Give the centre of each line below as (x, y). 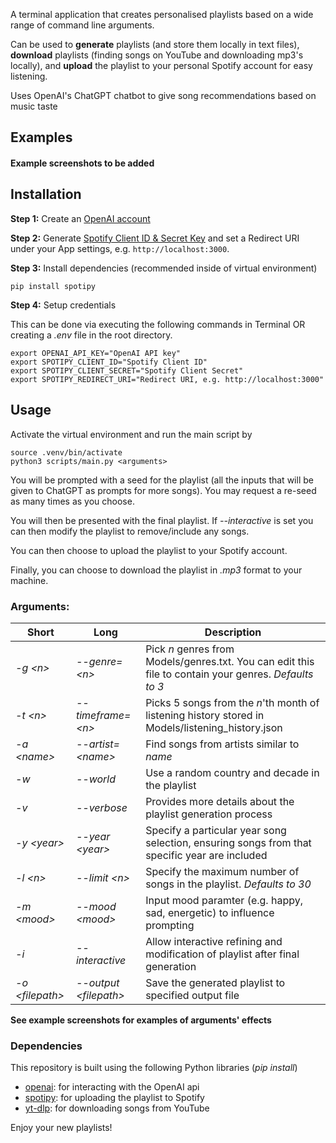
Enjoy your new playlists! (61, 1128)
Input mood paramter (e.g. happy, (224, 900)
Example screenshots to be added (82, 163)
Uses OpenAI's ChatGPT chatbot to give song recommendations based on (163, 95)
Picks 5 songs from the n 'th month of (232, 702)
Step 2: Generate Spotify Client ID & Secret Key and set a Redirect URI (155, 238)
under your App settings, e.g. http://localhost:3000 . (120, 248)
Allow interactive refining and (214, 941)
